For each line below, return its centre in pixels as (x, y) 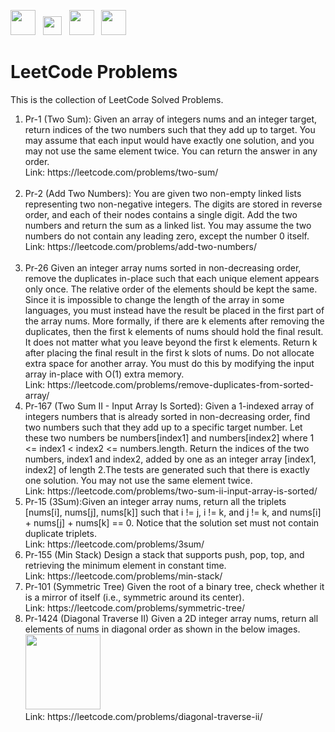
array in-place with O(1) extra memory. (104, 374)
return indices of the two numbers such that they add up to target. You (170, 129)
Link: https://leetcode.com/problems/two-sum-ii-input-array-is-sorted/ (171, 491)
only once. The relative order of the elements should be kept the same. (171, 289)
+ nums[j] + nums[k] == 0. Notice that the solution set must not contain (172, 522)
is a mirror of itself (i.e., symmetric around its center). (134, 597)
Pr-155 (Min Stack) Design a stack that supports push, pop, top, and (164, 554)
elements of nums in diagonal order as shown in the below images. (162, 629)
